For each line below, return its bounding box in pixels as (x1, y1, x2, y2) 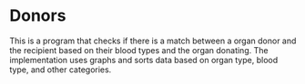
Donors (9, 5, 66, 26)
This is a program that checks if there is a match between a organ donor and (9, 35, 297, 46)
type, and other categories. (9, 64, 112, 75)
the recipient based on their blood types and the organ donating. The (9, 44, 269, 55)
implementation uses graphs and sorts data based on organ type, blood (9, 54, 279, 65)
